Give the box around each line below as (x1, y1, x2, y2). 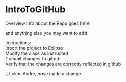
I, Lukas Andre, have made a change (5, 70, 81, 76)
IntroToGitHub (5, 4, 66, 15)
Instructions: (5, 39, 31, 46)
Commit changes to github (5, 55, 61, 61)
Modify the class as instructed (5, 50, 68, 56)
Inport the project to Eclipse (5, 45, 63, 51)
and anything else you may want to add (5, 30, 88, 36)
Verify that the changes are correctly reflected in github (5, 61, 121, 67)
